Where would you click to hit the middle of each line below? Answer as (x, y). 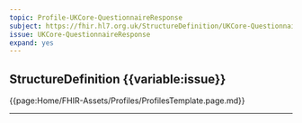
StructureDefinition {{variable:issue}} (118, 79)
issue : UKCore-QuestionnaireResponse (80, 34)
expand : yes (31, 43)
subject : (26, 26)
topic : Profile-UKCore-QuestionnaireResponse (96, 18)
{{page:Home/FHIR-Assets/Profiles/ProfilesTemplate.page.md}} (127, 101)
